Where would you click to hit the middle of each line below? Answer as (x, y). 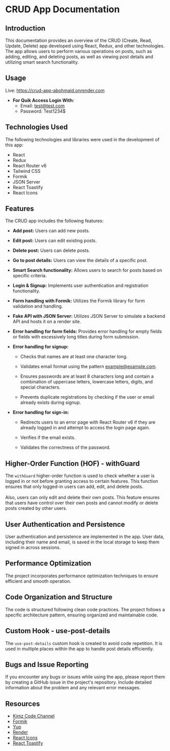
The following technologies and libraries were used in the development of (82, 139)
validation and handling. (38, 306)
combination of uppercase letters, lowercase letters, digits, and (87, 382)
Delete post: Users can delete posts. (51, 250)
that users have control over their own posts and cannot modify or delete (82, 503)
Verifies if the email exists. (48, 437)
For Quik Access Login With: (44, 100)
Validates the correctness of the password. (65, 448)
